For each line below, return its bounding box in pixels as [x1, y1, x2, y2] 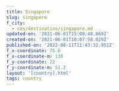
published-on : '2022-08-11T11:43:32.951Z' [6, 43, 115, 48]
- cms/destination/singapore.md [11, 25, 94, 32]
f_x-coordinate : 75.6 [6, 48, 61, 54]
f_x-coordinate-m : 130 [6, 53, 63, 59]
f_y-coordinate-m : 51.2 [6, 64, 66, 71]
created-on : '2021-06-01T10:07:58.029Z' [6, 37, 110, 43]
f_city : [6, 20, 26, 26]
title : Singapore [6, 8, 50, 15]
